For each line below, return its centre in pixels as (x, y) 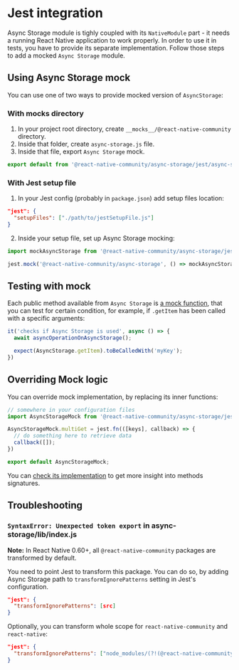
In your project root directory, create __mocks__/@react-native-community (124, 129)
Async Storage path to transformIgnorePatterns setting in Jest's (102, 579)
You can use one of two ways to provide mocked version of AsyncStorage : (115, 95)
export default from (38, 165)
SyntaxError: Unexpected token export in (79, 526)
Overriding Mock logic (58, 379)
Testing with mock (49, 286)
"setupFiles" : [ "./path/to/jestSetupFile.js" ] (84, 218)
